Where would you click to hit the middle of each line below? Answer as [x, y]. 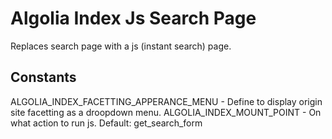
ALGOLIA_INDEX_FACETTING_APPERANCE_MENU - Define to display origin [166, 101]
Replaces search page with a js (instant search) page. [121, 46]
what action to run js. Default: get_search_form [106, 123]
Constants [43, 77]
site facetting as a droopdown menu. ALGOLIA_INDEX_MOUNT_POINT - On [166, 112]
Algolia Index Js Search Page [133, 18]
